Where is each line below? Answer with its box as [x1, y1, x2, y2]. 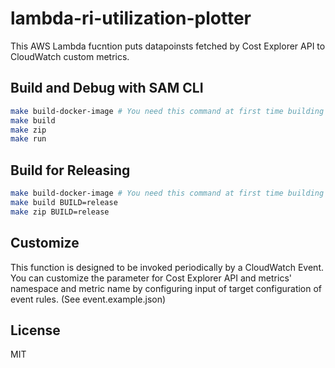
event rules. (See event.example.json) [10, 293, 167, 305]
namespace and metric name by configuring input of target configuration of [10, 282, 323, 294]
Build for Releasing [10, 162, 131, 179]
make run [10, 134, 47, 144]
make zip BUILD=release [10, 207, 110, 217]
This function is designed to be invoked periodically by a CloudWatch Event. [10, 261, 324, 273]
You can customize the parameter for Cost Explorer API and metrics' [10, 272, 292, 284]
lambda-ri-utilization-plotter [10, 7, 252, 30]
